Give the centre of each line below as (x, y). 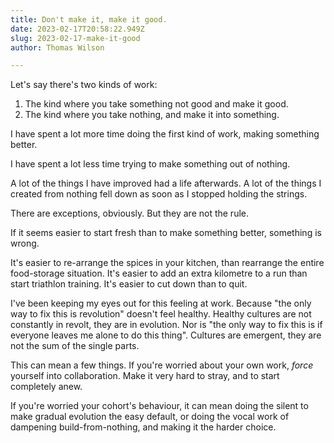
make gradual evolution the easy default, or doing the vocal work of (150, 417)
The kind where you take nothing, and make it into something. (152, 115)
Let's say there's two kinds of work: (84, 85)
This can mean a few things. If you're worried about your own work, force (162, 365)
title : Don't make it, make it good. (89, 19)
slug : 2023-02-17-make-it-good (75, 38)
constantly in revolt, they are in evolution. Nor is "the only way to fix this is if (166, 325)
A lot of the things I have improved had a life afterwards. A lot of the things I (166, 183)
